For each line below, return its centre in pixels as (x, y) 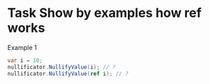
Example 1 (22, 47)
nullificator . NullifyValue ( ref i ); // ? (68, 73)
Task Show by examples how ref (104, 13)
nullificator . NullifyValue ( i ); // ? (61, 67)
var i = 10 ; (25, 60)
